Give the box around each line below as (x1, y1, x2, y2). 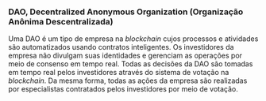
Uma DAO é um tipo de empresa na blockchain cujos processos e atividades (8, 34, 259, 43)
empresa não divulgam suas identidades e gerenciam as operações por (8, 50, 243, 61)
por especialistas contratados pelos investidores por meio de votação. (8, 84, 238, 94)
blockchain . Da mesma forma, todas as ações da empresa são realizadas (8, 76, 248, 85)
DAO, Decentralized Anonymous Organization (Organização (8, 6, 244, 17)
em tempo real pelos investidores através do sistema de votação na (8, 68, 229, 77)
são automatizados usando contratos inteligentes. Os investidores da (8, 43, 234, 52)
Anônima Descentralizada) (8, 16, 114, 27)
